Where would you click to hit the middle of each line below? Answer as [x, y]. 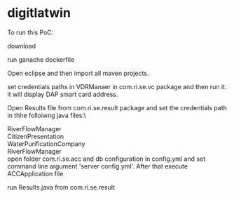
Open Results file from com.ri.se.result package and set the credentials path [117, 107]
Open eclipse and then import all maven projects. [78, 73]
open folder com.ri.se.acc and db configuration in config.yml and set [106, 159]
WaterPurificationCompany [46, 144]
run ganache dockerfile [41, 59]
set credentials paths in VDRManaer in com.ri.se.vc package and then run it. [117, 86]
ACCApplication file [35, 173]
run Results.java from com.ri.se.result [61, 187]
